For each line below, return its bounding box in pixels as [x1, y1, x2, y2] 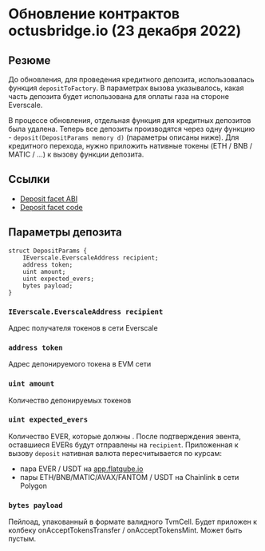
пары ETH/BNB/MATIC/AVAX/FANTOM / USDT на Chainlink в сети [19, 472, 239, 482]
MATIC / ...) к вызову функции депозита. [8, 149, 144, 159]
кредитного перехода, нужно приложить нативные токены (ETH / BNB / [8, 141, 253, 150]
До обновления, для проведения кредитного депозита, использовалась [8, 75, 255, 84]
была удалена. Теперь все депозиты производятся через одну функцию [8, 125, 255, 133]
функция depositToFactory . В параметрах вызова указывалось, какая [8, 83, 244, 93]
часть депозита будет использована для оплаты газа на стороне [8, 92, 230, 101]
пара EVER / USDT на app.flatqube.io [19, 464, 144, 474]
